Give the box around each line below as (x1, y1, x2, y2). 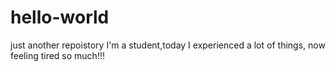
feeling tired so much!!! (10, 49, 105, 61)
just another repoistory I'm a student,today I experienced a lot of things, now (10, 39, 326, 51)
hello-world (10, 6, 110, 29)
